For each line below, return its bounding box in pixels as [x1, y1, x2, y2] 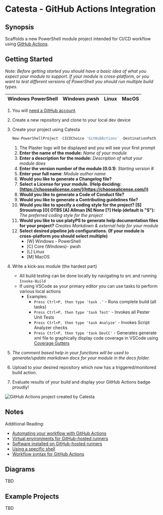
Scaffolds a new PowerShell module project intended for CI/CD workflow [5, 36, 151, 42]
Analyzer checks [34, 324, 68, 330]
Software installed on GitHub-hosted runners [12, 441, 102, 447]
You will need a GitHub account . [12, 107, 77, 113]
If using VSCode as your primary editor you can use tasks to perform [19, 283, 158, 289]
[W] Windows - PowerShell [26, 238, 81, 244]
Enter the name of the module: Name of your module [19, 150, 127, 156]
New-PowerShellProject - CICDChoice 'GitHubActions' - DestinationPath [12, 136, 157, 141]
